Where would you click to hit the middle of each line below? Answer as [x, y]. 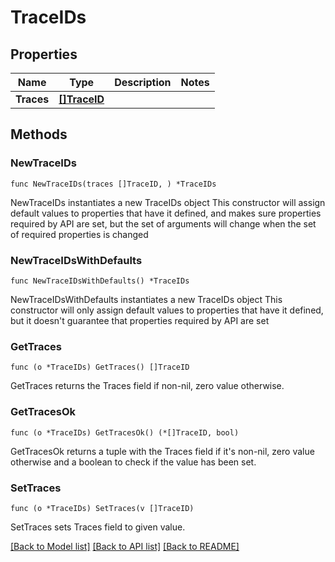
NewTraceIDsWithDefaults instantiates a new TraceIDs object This [146, 299]
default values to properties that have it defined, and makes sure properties [166, 213]
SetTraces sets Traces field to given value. [98, 527]
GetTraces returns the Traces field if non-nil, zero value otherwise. [147, 386]
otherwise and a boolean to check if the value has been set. [133, 462]
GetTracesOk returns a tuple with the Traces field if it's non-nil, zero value [162, 451]
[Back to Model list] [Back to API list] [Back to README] [125, 546]
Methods [39, 134]
